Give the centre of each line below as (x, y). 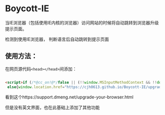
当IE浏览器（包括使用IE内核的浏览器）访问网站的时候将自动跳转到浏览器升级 (82, 23)
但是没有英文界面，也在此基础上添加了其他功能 (52, 107)
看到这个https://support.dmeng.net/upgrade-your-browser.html (69, 97)
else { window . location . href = (36, 87)
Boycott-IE (27, 9)
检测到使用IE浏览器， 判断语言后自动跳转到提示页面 (57, 39)
